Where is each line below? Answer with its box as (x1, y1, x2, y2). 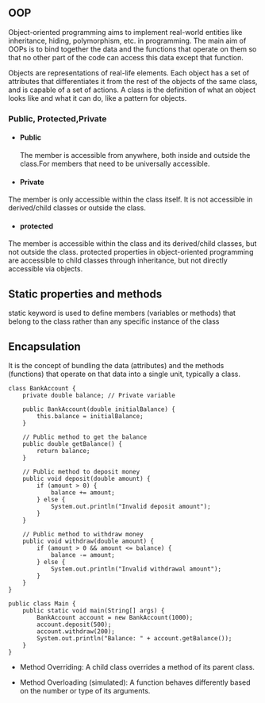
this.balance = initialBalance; (36, 412, 144, 420)
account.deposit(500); (36, 620, 112, 628)
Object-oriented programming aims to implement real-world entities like (8, 27, 243, 36)
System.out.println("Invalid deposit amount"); (50, 502, 212, 510)
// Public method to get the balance (22, 432, 148, 441)
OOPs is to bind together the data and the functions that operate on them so (8, 44, 257, 54)
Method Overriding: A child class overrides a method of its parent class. (19, 662, 255, 671)
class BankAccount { (8, 384, 77, 392)
